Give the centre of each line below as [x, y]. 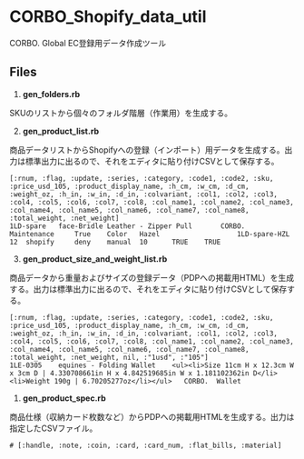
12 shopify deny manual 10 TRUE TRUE [115, 242]
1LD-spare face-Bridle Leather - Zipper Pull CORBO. [127, 226]
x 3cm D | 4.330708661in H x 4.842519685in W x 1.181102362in [129, 373]
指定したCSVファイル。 [54, 428]
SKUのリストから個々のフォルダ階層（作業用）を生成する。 [121, 113]
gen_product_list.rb [61, 131]
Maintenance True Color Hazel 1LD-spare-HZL [150, 234]
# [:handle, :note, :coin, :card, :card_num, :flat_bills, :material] [146, 445]
